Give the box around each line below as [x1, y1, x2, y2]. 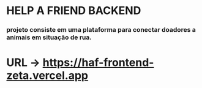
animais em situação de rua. [6, 33, 92, 42]
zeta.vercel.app [6, 68, 89, 82]
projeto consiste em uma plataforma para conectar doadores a [6, 26, 196, 34]
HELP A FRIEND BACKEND [6, 4, 141, 18]
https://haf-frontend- [42, 56, 154, 70]
